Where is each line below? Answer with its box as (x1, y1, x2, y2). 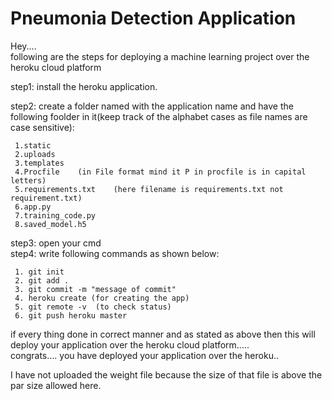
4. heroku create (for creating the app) (14, 293, 190, 303)
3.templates (14, 158, 65, 168)
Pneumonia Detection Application (10, 7, 297, 30)
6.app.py (14, 202, 52, 212)
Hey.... (10, 40, 37, 52)
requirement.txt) (10, 193, 83, 203)
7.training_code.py (14, 210, 97, 221)
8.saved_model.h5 (14, 219, 87, 229)
